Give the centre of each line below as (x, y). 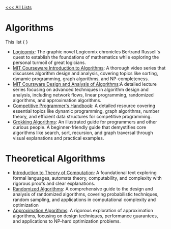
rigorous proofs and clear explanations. (54, 183)
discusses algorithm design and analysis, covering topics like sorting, (85, 73)
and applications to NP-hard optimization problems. (67, 221)
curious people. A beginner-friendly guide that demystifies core (79, 127)
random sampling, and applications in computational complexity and (84, 200)
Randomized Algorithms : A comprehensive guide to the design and (83, 189)
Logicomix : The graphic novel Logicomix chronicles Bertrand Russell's (86, 52)
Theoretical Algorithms (55, 159)
